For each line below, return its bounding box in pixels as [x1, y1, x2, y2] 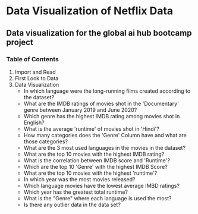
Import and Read [14, 68, 56, 75]
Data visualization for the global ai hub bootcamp [6, 28, 192, 38]
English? [23, 119, 45, 126]
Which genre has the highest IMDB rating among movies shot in [23, 112, 180, 119]
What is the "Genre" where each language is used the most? [23, 194, 172, 202]
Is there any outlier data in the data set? [23, 201, 121, 208]
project [6, 37, 34, 47]
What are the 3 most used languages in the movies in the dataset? [23, 144, 186, 151]
